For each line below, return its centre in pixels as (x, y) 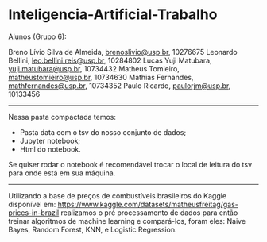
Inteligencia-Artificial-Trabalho (113, 15)
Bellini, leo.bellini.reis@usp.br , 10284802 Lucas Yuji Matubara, (110, 60)
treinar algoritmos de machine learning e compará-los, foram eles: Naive (127, 221)
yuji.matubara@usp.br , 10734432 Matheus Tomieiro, (94, 68)
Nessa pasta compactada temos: (62, 117)
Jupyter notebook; (50, 140)
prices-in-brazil (34, 213)
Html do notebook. (50, 149)
